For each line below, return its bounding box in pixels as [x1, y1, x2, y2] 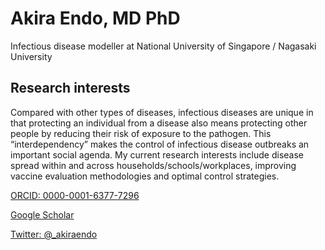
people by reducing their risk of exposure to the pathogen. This [10, 127, 272, 139]
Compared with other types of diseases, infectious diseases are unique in [10, 106, 314, 118]
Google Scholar [10, 208, 75, 221]
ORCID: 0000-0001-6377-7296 [10, 189, 140, 201]
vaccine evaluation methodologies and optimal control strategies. [10, 170, 280, 182]
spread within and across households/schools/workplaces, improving [10, 159, 297, 171]
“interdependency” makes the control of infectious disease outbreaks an [10, 138, 310, 150]
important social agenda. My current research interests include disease [10, 148, 305, 161]
